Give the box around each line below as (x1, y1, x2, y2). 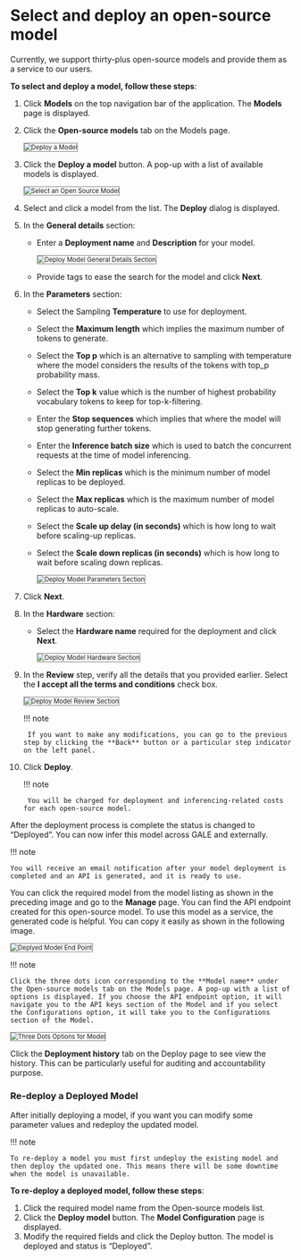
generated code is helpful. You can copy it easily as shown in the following (10, 916, 285, 926)
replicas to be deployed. (36, 476, 126, 487)
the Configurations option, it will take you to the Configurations (10, 1008, 271, 1017)
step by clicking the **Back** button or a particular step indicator (22, 738, 292, 747)
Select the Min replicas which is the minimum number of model (36, 467, 271, 478)
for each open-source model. (22, 804, 132, 813)
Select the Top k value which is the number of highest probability (36, 386, 277, 397)
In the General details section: (22, 220, 136, 231)
